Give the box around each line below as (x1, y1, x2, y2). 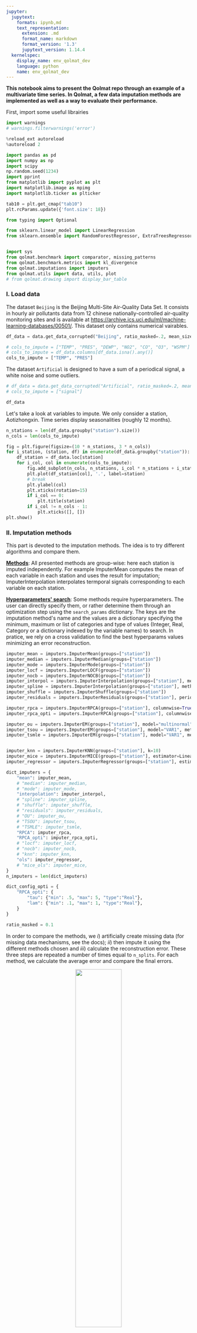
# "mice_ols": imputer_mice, (16, 862, 88, 868)
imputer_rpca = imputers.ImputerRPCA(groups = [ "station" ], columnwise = (6, 705, 182, 711)
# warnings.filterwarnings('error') (6, 126, 96, 132)
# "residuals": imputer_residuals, (16, 808, 104, 814)
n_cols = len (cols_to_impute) (6, 433, 80, 439)
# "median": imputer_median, (16, 780, 88, 786)
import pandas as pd (6, 152, 57, 158)
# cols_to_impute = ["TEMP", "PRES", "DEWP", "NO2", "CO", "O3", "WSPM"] (6, 344, 191, 350)
